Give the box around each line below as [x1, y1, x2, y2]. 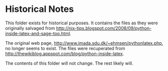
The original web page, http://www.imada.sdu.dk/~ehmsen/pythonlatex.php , [5, 40, 163, 46]
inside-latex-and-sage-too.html [5, 30, 70, 36]
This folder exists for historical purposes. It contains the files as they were [5, 20, 158, 26]
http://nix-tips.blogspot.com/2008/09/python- [56, 25, 152, 31]
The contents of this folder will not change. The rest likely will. [5, 60, 133, 66]
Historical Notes [5, 3, 74, 15]
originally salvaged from [5, 25, 55, 31]
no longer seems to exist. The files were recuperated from [5, 45, 125, 51]
